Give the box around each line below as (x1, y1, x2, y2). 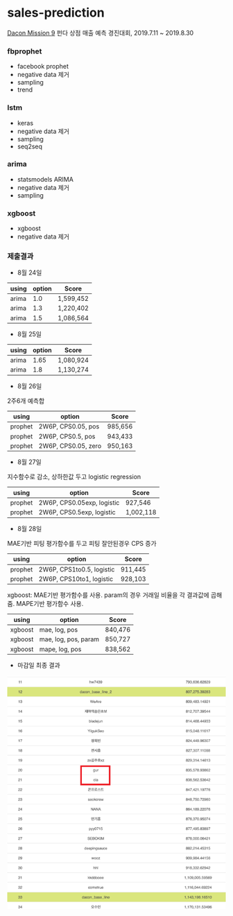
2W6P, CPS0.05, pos (38, 422, 100, 431)
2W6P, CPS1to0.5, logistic (38, 565, 115, 573)
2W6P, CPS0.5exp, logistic (38, 508, 116, 517)
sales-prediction (7, 5, 105, 21)
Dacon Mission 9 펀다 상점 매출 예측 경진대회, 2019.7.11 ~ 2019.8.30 (7, 28, 194, 37)
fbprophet (7, 46, 42, 56)
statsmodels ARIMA (17, 175, 74, 183)
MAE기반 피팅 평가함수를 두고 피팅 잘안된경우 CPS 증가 (7, 539, 157, 547)
